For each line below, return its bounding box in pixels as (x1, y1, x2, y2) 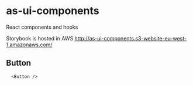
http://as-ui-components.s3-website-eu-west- (74, 35, 187, 42)
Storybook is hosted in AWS (6, 35, 74, 42)
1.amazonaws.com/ (6, 41, 53, 48)
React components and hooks (6, 23, 78, 30)
